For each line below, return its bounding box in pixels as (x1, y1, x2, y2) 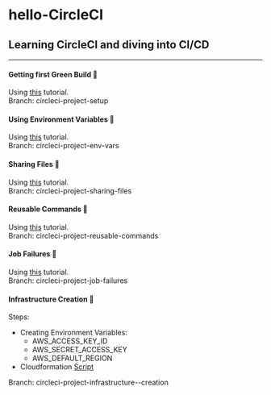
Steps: (8, 312, 30, 322)
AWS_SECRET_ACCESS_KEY (31, 345, 127, 355)
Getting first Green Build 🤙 (8, 69, 98, 79)
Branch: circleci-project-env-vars (8, 141, 119, 151)
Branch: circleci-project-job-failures (8, 276, 128, 285)
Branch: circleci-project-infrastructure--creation (8, 377, 169, 388)
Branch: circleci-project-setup (8, 96, 109, 106)
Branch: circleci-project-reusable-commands (8, 231, 159, 240)
